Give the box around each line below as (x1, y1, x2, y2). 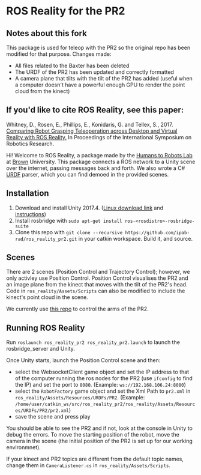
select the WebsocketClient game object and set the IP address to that (14, 368, 190, 376)
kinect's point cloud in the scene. (6, 294, 88, 301)
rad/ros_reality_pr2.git (14, 236, 77, 242)
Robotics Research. (6, 140, 55, 147)
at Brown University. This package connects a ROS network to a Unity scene (6, 158, 196, 165)
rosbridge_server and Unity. (6, 345, 75, 352)
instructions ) (14, 210, 47, 217)
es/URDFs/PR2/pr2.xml (14, 408, 69, 414)
